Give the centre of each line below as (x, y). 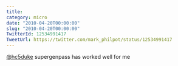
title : (15, 12)
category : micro (27, 17)
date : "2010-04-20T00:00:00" (43, 23)
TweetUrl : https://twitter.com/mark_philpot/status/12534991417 (89, 40)
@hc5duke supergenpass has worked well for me (68, 57)
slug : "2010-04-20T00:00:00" (43, 28)
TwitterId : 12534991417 (36, 34)
